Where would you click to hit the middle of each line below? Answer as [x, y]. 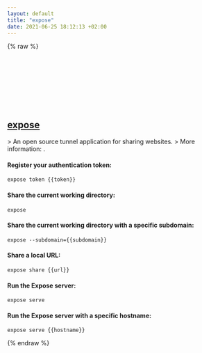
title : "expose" [31, 20]
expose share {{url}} [39, 270]
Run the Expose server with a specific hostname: [79, 315]
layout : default [31, 14]
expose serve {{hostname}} [46, 330]
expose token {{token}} [42, 180]
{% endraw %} [28, 343]
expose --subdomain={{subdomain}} [57, 240]
